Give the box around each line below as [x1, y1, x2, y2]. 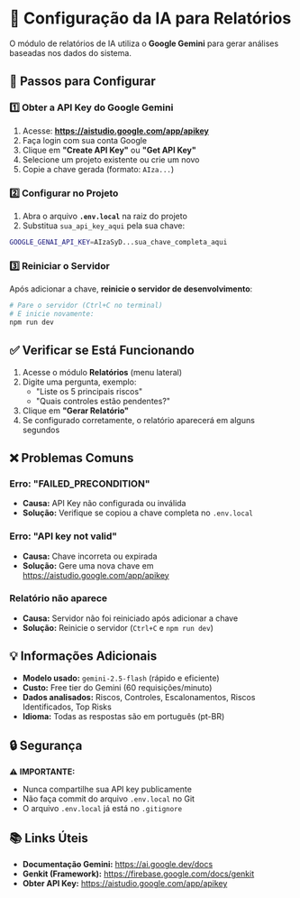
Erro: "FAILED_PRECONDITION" [9, 477, 150, 490]
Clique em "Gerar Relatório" [22, 405, 129, 416]
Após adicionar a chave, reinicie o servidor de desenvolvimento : [9, 283, 253, 294]
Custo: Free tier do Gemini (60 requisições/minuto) [22, 681, 213, 693]
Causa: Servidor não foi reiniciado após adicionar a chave [22, 613, 239, 624]
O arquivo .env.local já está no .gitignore [22, 803, 183, 814]
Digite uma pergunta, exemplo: [22, 376, 137, 387]
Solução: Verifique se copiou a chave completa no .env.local [22, 507, 254, 518]
